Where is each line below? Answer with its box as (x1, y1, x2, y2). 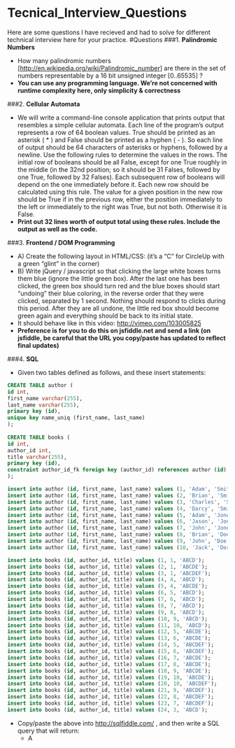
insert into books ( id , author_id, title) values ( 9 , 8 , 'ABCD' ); (7, 609, 205, 616)
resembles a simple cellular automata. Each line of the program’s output (17, 120, 224, 129)
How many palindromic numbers (17, 56, 112, 64)
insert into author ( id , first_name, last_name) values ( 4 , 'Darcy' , (7, 505, 215, 512)
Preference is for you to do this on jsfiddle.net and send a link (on (17, 326, 211, 334)
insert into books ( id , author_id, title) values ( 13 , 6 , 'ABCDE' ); (7, 635, 211, 642)
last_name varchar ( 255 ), (7, 401, 80, 409)
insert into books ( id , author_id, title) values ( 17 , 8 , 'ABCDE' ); (7, 661, 211, 668)
